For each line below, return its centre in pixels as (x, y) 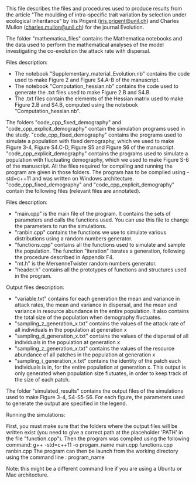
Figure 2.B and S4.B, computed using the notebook (76, 105)
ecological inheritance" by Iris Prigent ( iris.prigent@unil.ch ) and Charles (93, 21)
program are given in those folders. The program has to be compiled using (96, 172)
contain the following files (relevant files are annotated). (73, 191)
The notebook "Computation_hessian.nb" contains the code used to (96, 86)
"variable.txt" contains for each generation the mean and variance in (97, 299)
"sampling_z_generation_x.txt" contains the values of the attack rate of (100, 324)
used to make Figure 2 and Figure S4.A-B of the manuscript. (87, 80)
